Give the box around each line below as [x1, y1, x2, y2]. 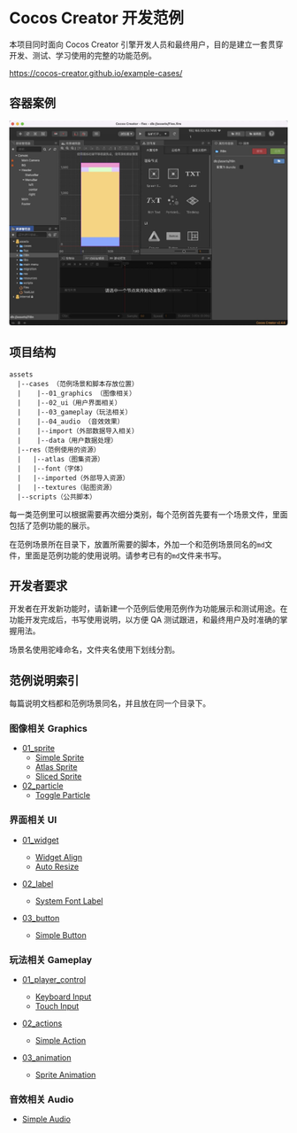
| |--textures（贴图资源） [17, 483, 117, 492]
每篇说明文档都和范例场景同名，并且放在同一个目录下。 [9, 698, 210, 709]
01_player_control [21, 974, 87, 985]
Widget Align [34, 851, 82, 862]
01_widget [21, 834, 59, 845]
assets [9, 369, 34, 379]
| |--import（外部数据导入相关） [17, 426, 139, 435]
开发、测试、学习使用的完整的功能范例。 [9, 50, 156, 60]
